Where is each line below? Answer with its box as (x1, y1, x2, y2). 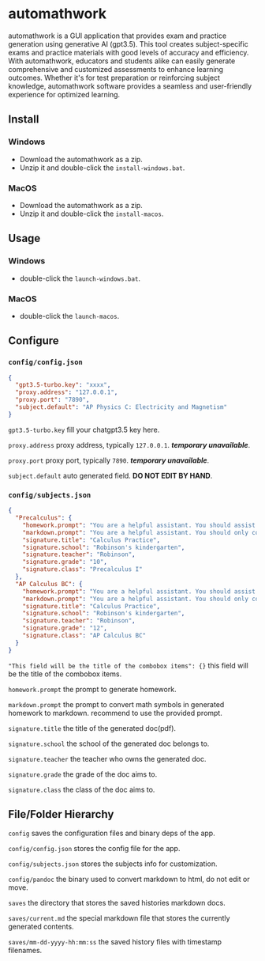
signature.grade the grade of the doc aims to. (8, 769, 158, 779)
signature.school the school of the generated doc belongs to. (8, 739, 210, 748)
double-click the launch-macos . (19, 311, 120, 320)
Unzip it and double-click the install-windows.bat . (19, 163, 185, 172)
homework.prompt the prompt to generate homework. (8, 684, 177, 694)
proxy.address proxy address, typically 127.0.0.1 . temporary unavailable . (8, 440, 251, 449)
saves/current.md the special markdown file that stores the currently (8, 914, 230, 923)
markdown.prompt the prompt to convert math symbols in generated (8, 699, 225, 709)
